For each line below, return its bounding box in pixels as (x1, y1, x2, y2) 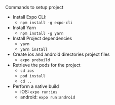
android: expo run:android (20, 94, 75, 100)
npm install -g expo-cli (20, 20, 73, 25)
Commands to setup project (5, 5, 64, 10)
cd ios (20, 68, 34, 73)
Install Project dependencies (12, 35, 72, 41)
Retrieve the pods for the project (12, 62, 81, 68)
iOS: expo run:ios (20, 89, 58, 94)
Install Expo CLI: (12, 14, 47, 20)
